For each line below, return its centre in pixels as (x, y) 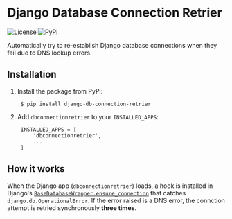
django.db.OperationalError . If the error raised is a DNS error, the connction (116, 200)
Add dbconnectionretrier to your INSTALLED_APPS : (88, 116)
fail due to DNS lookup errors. (50, 53)
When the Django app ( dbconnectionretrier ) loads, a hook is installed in (110, 186)
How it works (36, 169)
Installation (32, 75)
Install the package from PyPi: (60, 91)
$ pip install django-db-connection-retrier (86, 104)
